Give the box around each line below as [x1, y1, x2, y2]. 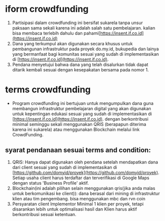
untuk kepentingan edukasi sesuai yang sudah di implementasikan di [12, 111, 152, 117]
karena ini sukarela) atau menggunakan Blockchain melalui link [12, 126, 140, 132]
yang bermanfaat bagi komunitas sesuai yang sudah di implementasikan [12, 51, 159, 57]
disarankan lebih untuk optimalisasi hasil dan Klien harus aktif [12, 206, 137, 212]
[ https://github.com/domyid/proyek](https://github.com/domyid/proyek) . [12, 169, 160, 175]
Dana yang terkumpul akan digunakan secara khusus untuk [12, 40, 133, 46]
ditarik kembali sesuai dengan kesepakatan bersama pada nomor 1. [12, 66, 149, 72]
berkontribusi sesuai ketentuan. [12, 211, 76, 217]
